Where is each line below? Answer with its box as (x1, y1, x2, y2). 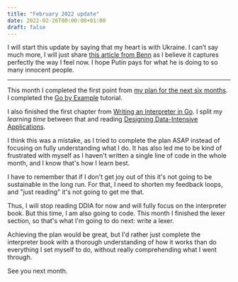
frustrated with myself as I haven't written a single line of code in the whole (7, 151, 227, 160)
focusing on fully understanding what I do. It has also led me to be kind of (7, 143, 222, 153)
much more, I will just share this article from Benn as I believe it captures (7, 50, 220, 59)
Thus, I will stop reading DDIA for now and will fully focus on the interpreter (7, 202, 227, 210)
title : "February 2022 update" (7, 10, 100, 18)
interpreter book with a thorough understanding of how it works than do (7, 238, 217, 246)
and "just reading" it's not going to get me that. (7, 188, 144, 196)
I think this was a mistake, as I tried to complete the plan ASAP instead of (7, 136, 220, 145)
